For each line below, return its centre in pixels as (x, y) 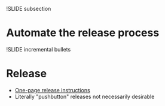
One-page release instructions (53, 90)
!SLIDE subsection (29, 9)
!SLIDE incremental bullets (39, 49)
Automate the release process (83, 33)
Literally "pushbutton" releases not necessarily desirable (85, 96)
